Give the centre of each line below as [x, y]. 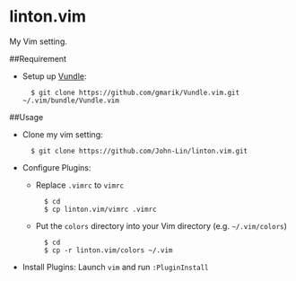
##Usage [26, 117]
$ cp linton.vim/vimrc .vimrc [100, 209]
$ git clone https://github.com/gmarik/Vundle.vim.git [135, 92]
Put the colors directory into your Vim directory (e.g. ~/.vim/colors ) [161, 225]
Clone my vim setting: [62, 134]
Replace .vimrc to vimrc [79, 185]
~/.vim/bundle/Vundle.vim [70, 101]
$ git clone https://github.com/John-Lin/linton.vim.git [139, 151]
